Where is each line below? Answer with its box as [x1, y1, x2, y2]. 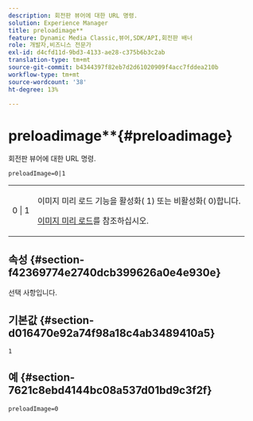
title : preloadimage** [8, 26, 84, 34]
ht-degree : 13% [8, 85, 59, 94]
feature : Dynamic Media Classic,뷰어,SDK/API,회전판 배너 [8, 33, 193, 42]
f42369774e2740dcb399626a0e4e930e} [8, 265, 221, 279]
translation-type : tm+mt [8, 56, 91, 64]
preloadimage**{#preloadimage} [8, 126, 233, 145]
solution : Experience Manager [8, 19, 109, 27]
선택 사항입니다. [8, 288, 58, 298]
